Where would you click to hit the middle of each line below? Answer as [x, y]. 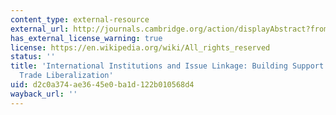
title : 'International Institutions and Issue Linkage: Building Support [167, 66]
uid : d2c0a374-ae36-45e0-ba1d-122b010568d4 [102, 85]
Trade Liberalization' [66, 76]
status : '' [33, 57]
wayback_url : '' [44, 94]
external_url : [40, 29]
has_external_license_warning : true [86, 38]
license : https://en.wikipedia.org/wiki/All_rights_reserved [140, 47]
